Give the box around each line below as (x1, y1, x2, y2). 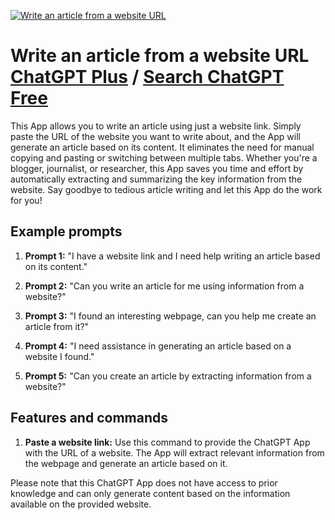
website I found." (24, 350, 95, 362)
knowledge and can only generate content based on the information (10, 487, 291, 499)
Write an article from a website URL (10, 45, 310, 67)
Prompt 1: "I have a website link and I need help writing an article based (24, 250, 321, 262)
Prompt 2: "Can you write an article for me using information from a (24, 280, 305, 292)
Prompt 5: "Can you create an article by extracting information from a (24, 370, 312, 382)
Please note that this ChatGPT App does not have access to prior (10, 476, 278, 489)
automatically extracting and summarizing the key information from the (10, 173, 303, 185)
